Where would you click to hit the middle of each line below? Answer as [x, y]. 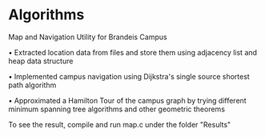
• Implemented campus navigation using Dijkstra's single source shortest [129, 76]
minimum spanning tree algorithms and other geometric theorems [117, 109]
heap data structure [41, 61]
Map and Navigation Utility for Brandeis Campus [88, 37]
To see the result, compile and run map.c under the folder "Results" [120, 124]
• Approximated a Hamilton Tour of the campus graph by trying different [127, 100]
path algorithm [32, 85]
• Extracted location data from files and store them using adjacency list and [133, 52]
